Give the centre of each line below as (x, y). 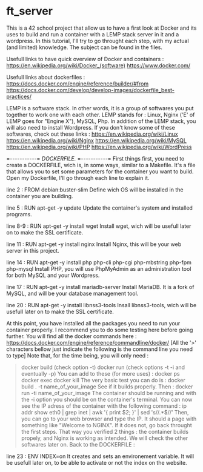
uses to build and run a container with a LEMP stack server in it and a (93, 34)
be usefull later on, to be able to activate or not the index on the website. (97, 462)
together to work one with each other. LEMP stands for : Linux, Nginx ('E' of (101, 115)
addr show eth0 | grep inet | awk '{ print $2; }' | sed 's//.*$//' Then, (105, 412)
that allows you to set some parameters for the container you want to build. (100, 171)
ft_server (30, 11)
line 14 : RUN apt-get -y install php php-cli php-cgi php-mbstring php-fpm (99, 262)
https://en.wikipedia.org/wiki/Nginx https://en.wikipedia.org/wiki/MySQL (96, 140)
